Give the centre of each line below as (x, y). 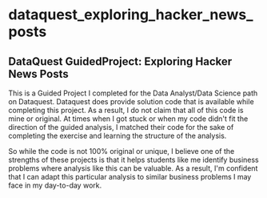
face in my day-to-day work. (55, 185)
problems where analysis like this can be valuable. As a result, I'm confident (133, 168)
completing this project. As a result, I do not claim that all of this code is (126, 110)
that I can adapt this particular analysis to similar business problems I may (130, 177)
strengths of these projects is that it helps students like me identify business (133, 160)
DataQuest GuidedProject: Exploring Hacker (120, 61)
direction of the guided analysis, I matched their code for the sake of (121, 127)
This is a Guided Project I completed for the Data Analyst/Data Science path (133, 93)
